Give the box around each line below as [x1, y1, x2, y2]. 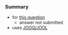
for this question [12, 15, 45, 20]
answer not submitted [19, 19, 63, 25]
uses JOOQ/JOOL [12, 25, 48, 31]
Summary [5, 3, 29, 10]
